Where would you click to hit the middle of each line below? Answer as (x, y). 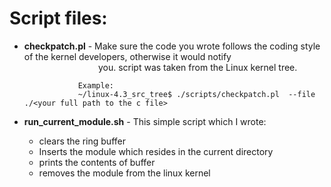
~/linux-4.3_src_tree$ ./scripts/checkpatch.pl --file (196, 94)
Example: (95, 85)
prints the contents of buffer (97, 162)
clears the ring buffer (82, 141)
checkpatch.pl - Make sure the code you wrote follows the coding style (172, 46)
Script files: (58, 18)
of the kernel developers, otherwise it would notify (127, 56)
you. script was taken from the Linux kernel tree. (197, 67)
